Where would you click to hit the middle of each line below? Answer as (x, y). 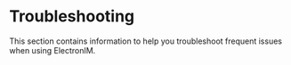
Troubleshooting (72, 16)
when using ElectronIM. (53, 50)
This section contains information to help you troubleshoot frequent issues (146, 41)
